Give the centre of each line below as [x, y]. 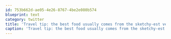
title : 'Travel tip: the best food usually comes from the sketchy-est [83, 24]
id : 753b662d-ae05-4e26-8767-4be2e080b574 [51, 10]
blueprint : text [22, 15]
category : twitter [25, 19]
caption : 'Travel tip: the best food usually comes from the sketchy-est [85, 29]
